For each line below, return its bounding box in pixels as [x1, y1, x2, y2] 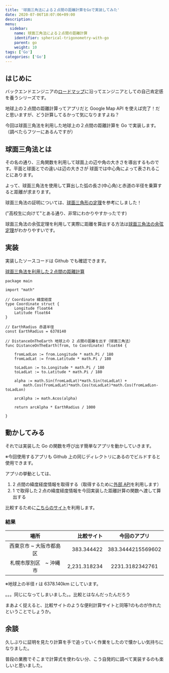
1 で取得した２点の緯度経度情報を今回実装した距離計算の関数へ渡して [12, 487, 157, 494]
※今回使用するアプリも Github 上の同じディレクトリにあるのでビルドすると [5, 453, 161, 459]
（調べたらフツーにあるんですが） [5, 129, 76, 135]
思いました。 [18, 662, 45, 668]
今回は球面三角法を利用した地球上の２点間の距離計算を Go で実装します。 [5, 122, 159, 128]
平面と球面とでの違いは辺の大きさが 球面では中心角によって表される [13, 166, 155, 171]
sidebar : [10, 26, 28, 31]
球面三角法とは [5, 145, 52, 154]
